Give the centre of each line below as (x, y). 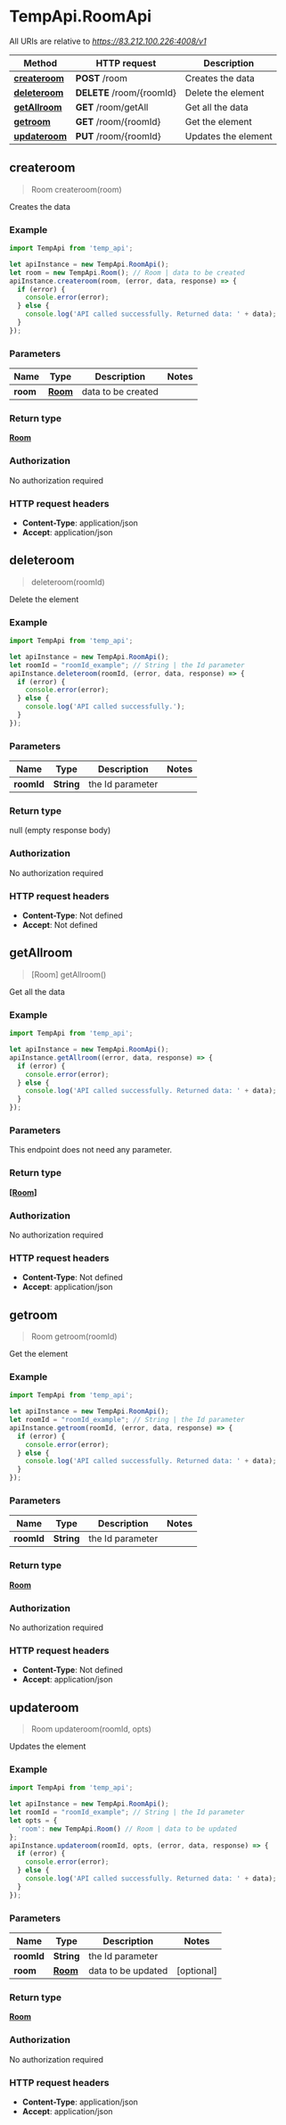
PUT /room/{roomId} (118, 136)
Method (41, 62)
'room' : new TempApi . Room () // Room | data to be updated (127, 1829)
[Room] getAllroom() (69, 974)
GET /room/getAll (112, 107)
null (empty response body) (60, 831)
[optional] (197, 1971)
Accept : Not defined (60, 925)
